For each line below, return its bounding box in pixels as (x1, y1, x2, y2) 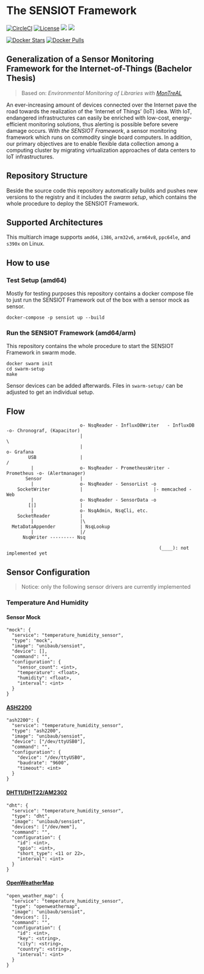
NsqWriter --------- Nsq (22, 535, 86, 541)
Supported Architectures (6, 217, 104, 227)
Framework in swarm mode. (6, 349, 77, 357)
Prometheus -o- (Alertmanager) (6, 471, 86, 477)
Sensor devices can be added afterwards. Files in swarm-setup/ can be (6, 382, 183, 389)
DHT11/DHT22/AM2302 (6, 789, 68, 796)
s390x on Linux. (6, 240, 44, 247)
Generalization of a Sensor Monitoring (6, 54, 154, 65)
